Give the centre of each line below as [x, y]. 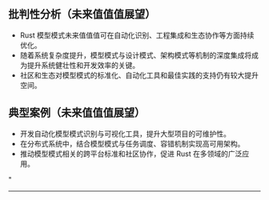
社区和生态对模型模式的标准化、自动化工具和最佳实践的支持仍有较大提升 [139, 75]
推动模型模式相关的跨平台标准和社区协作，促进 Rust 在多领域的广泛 [131, 154]
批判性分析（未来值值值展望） [82, 14]
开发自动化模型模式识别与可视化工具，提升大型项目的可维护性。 [125, 134]
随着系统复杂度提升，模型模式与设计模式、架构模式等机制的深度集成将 [136, 55]
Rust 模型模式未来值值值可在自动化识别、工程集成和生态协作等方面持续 [137, 35]
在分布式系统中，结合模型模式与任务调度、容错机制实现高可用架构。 [132, 143]
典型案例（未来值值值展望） [77, 113]
